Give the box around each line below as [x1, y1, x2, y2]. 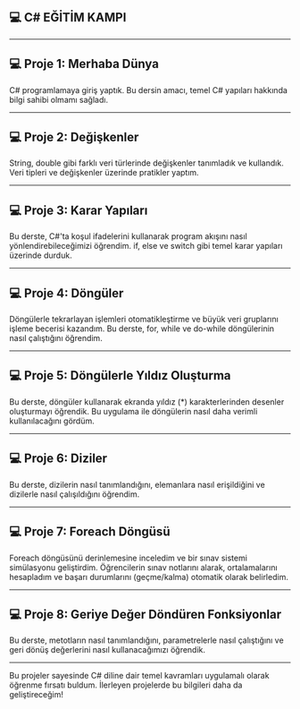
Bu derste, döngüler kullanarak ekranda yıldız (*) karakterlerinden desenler [9, 396, 285, 407]
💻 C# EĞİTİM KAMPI [9, 10, 127, 25]
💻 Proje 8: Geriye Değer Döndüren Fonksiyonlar [9, 606, 282, 622]
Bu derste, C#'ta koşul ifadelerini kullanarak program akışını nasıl [9, 231, 247, 242]
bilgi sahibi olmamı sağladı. [9, 94, 109, 105]
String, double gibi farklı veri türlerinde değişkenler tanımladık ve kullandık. [9, 158, 284, 168]
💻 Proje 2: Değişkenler [9, 130, 139, 145]
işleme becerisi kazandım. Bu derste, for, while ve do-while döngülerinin [9, 323, 275, 334]
